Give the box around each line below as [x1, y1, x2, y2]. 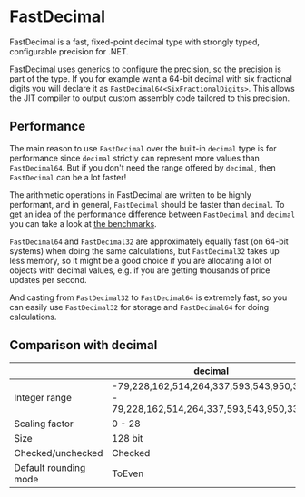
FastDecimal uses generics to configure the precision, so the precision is [9, 63, 281, 74]
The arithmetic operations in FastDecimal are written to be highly [9, 189, 251, 200]
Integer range [14, 391, 73, 404]
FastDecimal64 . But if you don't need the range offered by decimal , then [9, 161, 276, 173]
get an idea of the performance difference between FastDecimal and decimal [9, 209, 296, 219]
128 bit [112, 432, 143, 444]
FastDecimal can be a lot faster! [9, 171, 127, 182]
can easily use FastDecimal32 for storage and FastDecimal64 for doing [9, 301, 270, 312]
